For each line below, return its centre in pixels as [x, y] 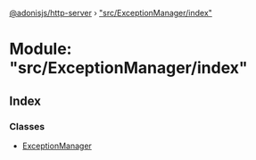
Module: [41, 49]
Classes [27, 126]
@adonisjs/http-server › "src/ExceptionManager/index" [111, 13]
